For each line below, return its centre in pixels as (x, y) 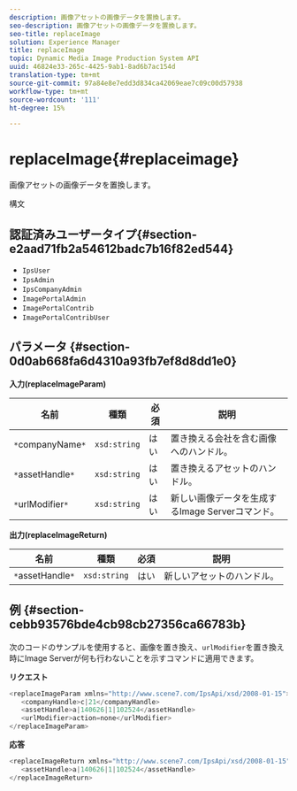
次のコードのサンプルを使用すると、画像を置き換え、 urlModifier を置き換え (147, 647)
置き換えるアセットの (214, 468)
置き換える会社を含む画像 (223, 438)
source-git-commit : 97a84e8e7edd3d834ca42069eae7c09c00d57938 (126, 83)
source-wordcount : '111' (55, 100)
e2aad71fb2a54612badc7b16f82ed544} (122, 249)
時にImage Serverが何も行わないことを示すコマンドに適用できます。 (134, 658)
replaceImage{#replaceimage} (124, 159)
